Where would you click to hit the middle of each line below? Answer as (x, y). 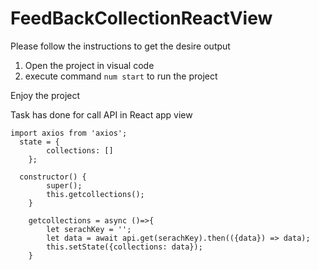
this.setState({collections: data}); (124, 247)
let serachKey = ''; (89, 229)
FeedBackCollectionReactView (141, 18)
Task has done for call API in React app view (101, 114)
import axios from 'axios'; (69, 133)
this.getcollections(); (95, 194)
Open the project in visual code (89, 65)
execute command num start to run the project (121, 76)
